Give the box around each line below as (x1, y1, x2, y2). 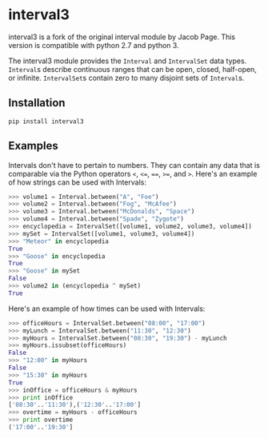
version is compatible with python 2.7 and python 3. (8, 40, 179, 50)
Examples (8, 139, 58, 153)
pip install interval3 (8, 117, 84, 125)
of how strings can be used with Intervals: (8, 177, 146, 187)
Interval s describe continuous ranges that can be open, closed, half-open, (8, 64, 258, 74)
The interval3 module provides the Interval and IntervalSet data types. (8, 56, 247, 66)
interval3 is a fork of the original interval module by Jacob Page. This (8, 32, 236, 42)
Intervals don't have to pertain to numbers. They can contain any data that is (8, 160, 260, 169)
